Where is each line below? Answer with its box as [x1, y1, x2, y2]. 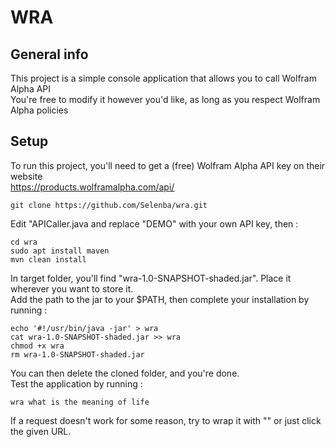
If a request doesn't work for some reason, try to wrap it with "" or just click [10, 414, 322, 426]
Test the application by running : [10, 377, 143, 390]
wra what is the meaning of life [10, 397, 150, 407]
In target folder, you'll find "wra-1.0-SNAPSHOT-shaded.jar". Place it [10, 272, 292, 284]
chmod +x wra [10, 341, 65, 351]
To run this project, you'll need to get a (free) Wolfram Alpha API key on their [10, 159, 326, 171]
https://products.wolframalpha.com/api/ [10, 181, 175, 193]
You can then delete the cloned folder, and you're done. [10, 367, 240, 379]
